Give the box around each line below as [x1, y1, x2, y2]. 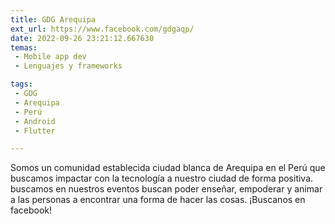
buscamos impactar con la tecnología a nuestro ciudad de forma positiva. [10, 172, 314, 185]
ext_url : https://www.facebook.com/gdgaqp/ [10, 24, 195, 34]
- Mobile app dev [14, 52, 87, 62]
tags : [10, 79, 33, 90]
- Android [14, 116, 56, 126]
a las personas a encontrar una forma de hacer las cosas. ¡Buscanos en [10, 194, 306, 206]
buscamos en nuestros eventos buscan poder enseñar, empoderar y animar [10, 183, 323, 195]
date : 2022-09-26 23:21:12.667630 [10, 33, 155, 43]
